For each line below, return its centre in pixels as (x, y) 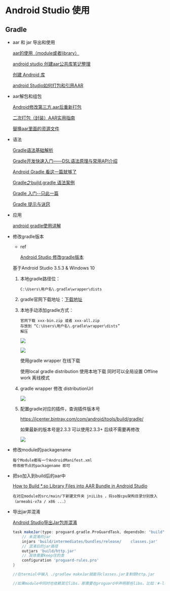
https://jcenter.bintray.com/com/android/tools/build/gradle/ (82, 419)
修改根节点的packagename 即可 (41, 466)
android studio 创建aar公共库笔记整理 (52, 64)
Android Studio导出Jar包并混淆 (45, 522)
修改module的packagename (42, 450)
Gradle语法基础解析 (33, 150)
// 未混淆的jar (36, 537)
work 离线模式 (35, 378)
